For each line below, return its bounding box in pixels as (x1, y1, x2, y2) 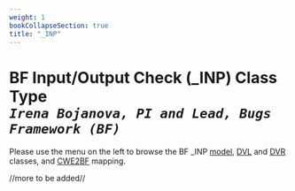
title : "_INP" (9, 29, 62, 38)
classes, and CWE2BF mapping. (9, 156, 127, 166)
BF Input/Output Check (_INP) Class (9, 67, 277, 88)
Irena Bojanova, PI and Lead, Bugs (9, 105, 272, 122)
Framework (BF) (9, 120, 121, 137)
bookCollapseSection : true (9, 21, 109, 30)
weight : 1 (9, 12, 46, 22)
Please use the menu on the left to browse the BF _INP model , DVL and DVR (9, 147, 286, 157)
